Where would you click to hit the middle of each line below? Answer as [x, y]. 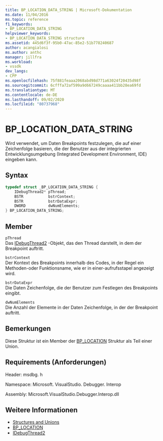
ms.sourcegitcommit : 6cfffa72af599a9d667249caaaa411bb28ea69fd [73, 85]
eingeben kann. [21, 160]
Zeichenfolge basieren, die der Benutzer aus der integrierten [68, 149]
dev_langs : [17, 71]
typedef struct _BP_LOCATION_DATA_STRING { [52, 187]
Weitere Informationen [42, 410]
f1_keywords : [19, 24]
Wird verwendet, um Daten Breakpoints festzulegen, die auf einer [73, 143]
